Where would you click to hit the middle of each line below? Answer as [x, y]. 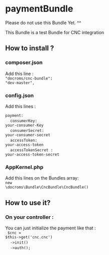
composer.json [24, 62]
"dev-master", [20, 83]
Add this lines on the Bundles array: [42, 178]
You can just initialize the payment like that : [51, 228]
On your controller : [29, 217]
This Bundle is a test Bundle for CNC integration [55, 32]
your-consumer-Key [24, 125]
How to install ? [30, 48]
